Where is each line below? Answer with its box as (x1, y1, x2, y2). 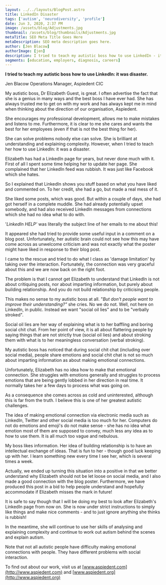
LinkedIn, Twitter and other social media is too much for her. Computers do (5, 418, 158, 424)
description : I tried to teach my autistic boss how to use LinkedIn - (5, 53, 156, 58)
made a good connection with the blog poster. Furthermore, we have (5, 478, 145, 484)
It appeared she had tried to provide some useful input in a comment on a (5, 231, 155, 237)
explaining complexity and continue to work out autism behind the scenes (5, 529, 156, 535)
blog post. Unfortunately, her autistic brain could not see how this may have (5, 236, 159, 242)
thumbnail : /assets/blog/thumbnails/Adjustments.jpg (5, 30, 116, 35)
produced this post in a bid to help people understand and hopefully (5, 484, 144, 490)
